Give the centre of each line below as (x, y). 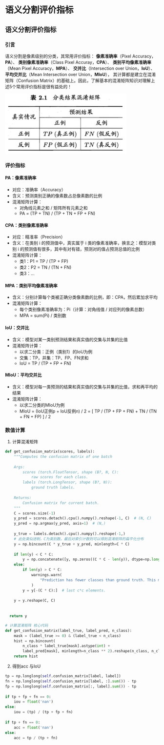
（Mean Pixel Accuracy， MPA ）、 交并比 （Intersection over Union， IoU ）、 (80, 68)
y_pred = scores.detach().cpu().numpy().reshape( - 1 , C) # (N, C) (83, 518)
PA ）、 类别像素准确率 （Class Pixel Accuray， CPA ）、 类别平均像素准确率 (78, 62)
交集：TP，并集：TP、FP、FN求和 (54, 358)
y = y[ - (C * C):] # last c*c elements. (64, 590)
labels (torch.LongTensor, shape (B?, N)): (67, 482)
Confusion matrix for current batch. (61, 503)
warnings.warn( (47, 575)
